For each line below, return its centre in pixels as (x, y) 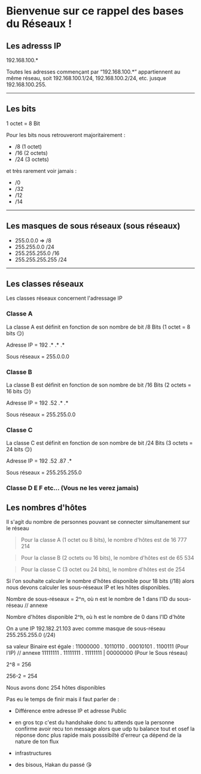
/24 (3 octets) (32, 159)
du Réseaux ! (39, 24)
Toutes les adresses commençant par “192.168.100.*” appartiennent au (93, 72)
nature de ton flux (37, 742)
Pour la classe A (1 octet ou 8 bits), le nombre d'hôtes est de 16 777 (104, 540)
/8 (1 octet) (28, 146)
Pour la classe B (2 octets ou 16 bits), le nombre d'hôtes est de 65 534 (107, 558)
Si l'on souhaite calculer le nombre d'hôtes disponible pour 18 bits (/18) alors (100, 581)
